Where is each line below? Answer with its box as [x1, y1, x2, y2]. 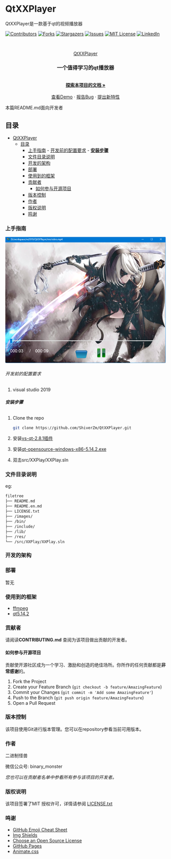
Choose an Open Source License [12, 837, 82, 843]
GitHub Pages [12, 843, 42, 849]
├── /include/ [5, 524, 36, 529]
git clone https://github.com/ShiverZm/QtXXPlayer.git [12, 426, 132, 431]
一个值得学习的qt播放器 [56, 64, 115, 71]
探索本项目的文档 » [65, 82, 106, 88]
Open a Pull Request [12, 700, 56, 706]
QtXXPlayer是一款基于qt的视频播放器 [5, 20, 83, 26]
